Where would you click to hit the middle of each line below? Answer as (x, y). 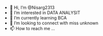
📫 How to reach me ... (32, 28)
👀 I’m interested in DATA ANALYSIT (45, 13)
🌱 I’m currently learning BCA (38, 18)
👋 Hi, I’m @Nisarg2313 (32, 8)
